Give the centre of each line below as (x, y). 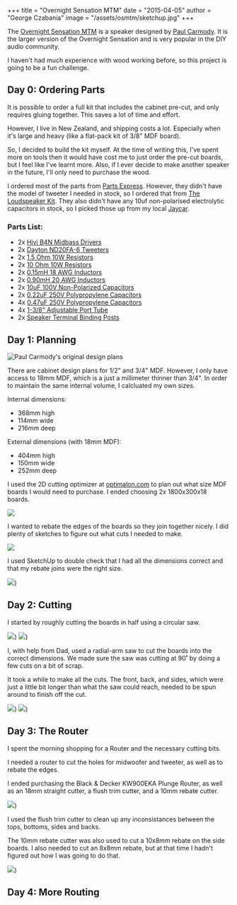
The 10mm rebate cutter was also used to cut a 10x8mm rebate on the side (116, 840)
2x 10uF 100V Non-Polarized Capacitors (76, 288)
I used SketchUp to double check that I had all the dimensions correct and (115, 560)
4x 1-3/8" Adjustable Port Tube (63, 310)
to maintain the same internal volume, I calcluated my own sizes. (101, 385)
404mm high (36, 455)
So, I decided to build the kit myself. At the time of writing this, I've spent (113, 149)
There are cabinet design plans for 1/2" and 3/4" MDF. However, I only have (117, 370)
